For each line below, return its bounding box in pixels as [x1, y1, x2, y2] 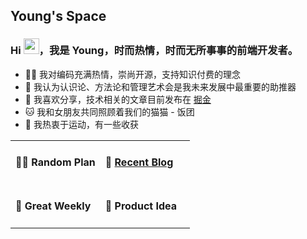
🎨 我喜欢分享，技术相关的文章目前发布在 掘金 [24, 93, 212, 105]
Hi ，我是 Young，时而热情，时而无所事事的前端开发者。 [10, 44, 299, 58]
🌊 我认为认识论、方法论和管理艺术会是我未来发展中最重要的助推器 [24, 80, 297, 93]
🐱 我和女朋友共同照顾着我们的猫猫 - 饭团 [24, 105, 195, 118]
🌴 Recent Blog [104, 155, 174, 169]
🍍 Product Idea [104, 199, 178, 213]
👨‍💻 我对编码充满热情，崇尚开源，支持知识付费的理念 [24, 68, 242, 80]
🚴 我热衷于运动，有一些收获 [24, 118, 139, 130]
